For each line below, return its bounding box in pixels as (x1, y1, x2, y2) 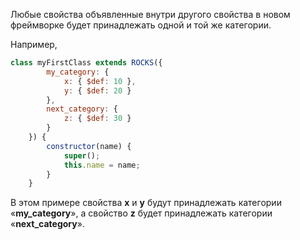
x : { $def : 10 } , (63, 76, 137, 86)
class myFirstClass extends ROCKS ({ (10, 58, 163, 68)
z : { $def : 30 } (63, 114, 132, 124)
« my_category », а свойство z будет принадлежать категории (10, 207, 273, 219)
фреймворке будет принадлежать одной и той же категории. (10, 19, 272, 31)
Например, (10, 39, 58, 50)
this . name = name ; (63, 160, 141, 170)
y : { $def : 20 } (63, 85, 132, 96)
